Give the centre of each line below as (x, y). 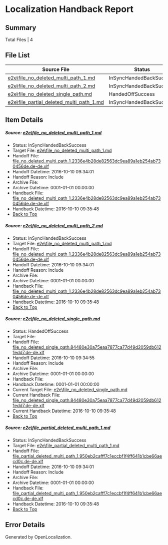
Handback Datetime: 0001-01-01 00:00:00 (56, 384)
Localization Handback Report (69, 9)
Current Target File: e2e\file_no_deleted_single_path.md (70, 390)
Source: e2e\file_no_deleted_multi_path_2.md (54, 225)
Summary (21, 28)
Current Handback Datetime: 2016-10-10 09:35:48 (64, 411)
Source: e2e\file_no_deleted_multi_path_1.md (53, 132)
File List (17, 55)
